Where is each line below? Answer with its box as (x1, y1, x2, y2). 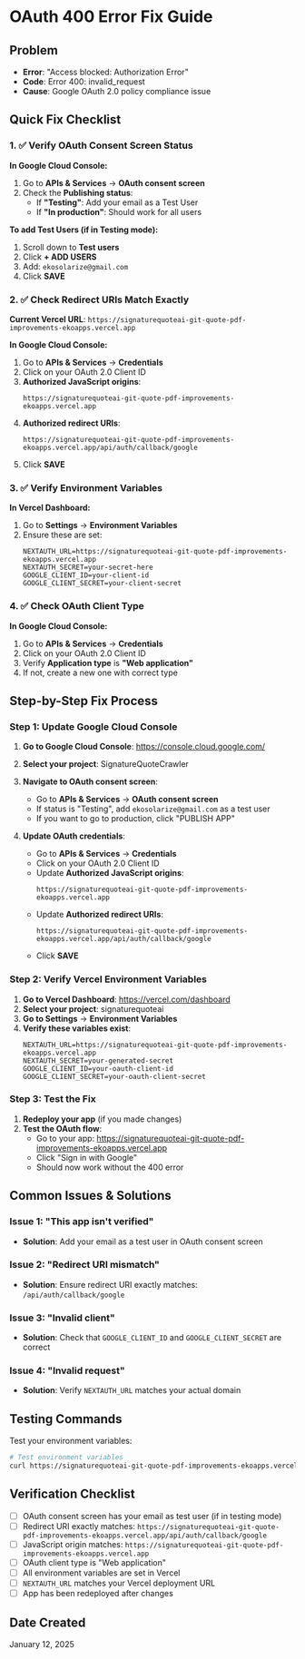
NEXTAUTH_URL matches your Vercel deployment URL (22, 1577, 216, 1589)
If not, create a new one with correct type (22, 667, 179, 678)
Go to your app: (35, 1133, 95, 1144)
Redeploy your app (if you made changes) (22, 1114, 182, 1124)
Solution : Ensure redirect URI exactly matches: (22, 1279, 198, 1290)
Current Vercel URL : (9, 313, 86, 324)
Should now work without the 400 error (35, 1162, 184, 1173)
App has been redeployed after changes (22, 1588, 174, 1599)
